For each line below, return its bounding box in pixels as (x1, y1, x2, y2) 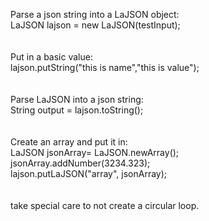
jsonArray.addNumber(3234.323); (10, 157, 151, 169)
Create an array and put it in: (10, 136, 128, 148)
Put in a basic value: (10, 51, 93, 63)
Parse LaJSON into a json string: (10, 94, 144, 105)
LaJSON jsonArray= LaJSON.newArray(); (10, 147, 180, 158)
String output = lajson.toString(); (10, 104, 144, 116)
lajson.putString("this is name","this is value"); (10, 62, 200, 73)
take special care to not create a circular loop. (10, 200, 200, 211)
